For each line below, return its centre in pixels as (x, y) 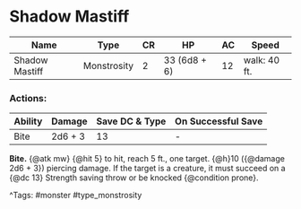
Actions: (28, 98)
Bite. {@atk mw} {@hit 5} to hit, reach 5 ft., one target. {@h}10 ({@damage (147, 159)
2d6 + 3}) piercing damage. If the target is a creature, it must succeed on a (147, 169)
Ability (28, 121)
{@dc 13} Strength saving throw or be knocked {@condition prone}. (134, 178)
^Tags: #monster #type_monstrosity (76, 196)
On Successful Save (219, 121)
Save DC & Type (131, 121)
